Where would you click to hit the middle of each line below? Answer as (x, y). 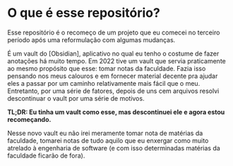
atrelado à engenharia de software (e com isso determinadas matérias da (114, 148)
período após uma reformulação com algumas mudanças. (91, 39)
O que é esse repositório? (84, 13)
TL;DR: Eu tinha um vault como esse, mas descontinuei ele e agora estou (116, 112)
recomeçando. (29, 119)
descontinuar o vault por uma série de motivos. (76, 98)
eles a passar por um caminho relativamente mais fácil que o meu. (104, 83)
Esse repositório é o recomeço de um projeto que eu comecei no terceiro (114, 32)
